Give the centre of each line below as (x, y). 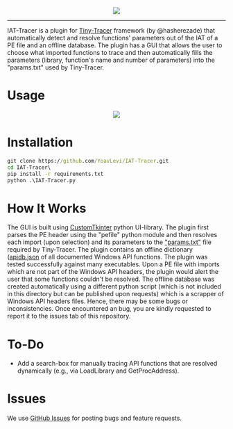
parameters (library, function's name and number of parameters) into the (111, 60)
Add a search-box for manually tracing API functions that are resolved (117, 364)
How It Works (47, 208)
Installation (40, 143)
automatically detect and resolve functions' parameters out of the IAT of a (113, 38)
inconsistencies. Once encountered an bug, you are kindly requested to (109, 309)
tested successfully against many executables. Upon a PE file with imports (113, 264)
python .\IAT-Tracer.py (42, 180)
